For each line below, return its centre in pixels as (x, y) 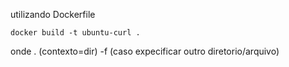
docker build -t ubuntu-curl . (75, 33)
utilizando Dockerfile (53, 14)
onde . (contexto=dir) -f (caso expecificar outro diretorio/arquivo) (145, 51)
